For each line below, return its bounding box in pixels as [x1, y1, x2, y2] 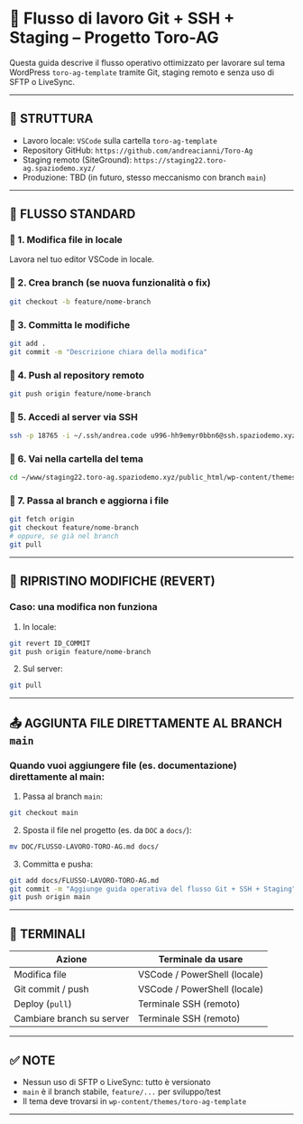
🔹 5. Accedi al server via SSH [9, 410, 138, 423]
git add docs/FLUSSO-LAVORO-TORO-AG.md [9, 876, 160, 885]
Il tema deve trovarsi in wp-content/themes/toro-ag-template [22, 1095, 247, 1106]
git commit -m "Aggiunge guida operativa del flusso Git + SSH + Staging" [9, 885, 297, 894]
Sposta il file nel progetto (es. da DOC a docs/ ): [22, 824, 192, 835]
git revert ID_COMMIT [9, 639, 91, 648]
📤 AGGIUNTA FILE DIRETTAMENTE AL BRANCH [9, 716, 282, 731]
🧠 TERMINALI [9, 926, 86, 941]
